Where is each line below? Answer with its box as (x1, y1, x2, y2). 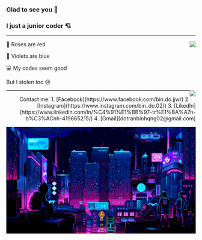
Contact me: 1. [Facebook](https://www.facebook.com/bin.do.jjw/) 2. (19, 96, 190, 103)
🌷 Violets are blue (6, 52, 50, 60)
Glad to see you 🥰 (6, 5, 58, 14)
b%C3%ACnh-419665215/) (25, 115, 93, 122)
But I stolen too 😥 (6, 78, 51, 86)
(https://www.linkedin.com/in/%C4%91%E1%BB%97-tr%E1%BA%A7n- (19, 108, 196, 116)
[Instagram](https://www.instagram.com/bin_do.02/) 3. (37, 102, 173, 109)
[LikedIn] (174, 102, 196, 109)
